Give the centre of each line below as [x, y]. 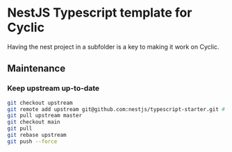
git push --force [32, 141]
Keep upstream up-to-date [53, 88]
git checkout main [34, 122]
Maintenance [36, 68]
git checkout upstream [40, 103]
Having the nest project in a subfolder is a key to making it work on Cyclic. [113, 47]
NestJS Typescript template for [100, 13]
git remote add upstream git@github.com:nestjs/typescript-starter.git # [116, 109]
